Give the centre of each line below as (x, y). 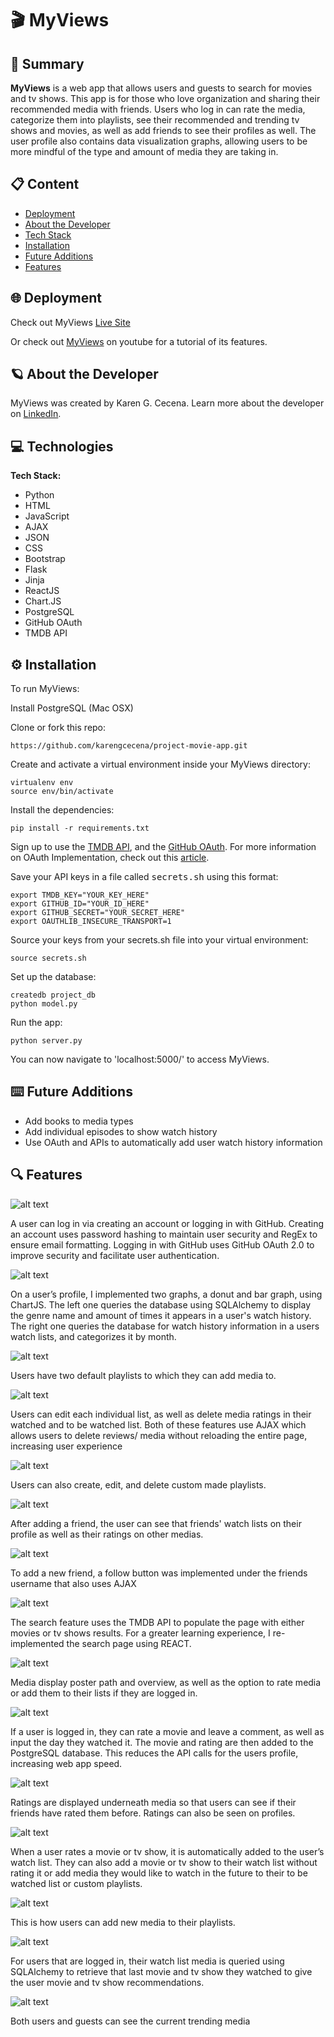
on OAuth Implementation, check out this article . (110, 858)
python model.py (44, 1004)
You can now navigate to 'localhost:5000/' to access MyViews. (140, 1059)
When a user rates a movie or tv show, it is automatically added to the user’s (167, 1851)
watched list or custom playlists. (76, 1883)
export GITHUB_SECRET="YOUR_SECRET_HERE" (98, 913)
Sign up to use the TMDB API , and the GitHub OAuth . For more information (163, 847)
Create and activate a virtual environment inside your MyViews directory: (160, 764)
